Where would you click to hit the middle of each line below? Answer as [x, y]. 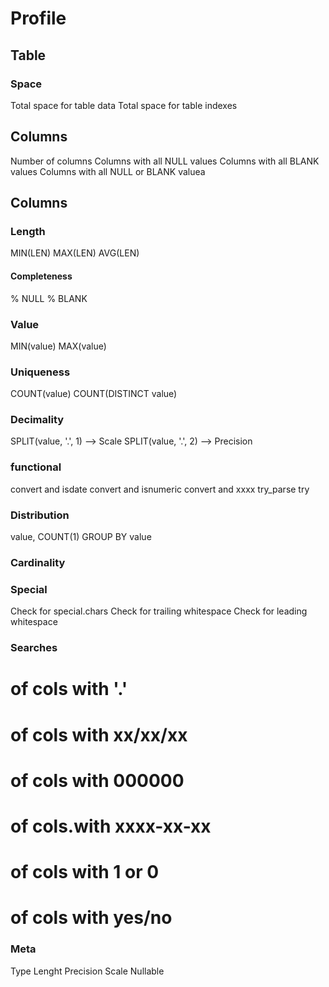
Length [28, 231]
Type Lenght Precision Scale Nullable [87, 971]
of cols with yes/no [91, 918]
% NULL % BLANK [49, 298]
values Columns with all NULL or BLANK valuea [108, 171]
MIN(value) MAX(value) [58, 346]
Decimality [37, 420]
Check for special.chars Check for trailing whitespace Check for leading [159, 611]
